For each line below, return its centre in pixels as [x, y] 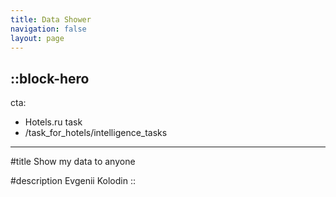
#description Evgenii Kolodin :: [73, 181]
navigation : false [48, 29]
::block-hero [50, 78]
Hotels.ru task [53, 122]
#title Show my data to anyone [73, 162]
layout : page [37, 38]
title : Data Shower [51, 19]
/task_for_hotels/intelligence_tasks [96, 133]
